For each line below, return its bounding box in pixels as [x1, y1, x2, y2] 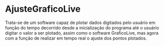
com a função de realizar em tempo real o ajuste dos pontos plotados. [5, 35, 147, 41]
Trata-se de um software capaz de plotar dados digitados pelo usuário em [5, 20, 156, 25]
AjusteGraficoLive [5, 3, 81, 15]
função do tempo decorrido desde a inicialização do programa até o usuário [5, 24, 160, 30]
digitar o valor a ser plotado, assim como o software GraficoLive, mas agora [5, 30, 159, 36]
